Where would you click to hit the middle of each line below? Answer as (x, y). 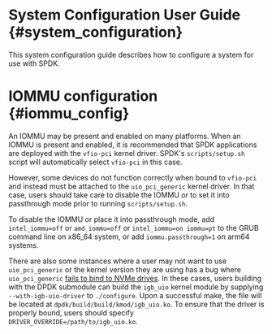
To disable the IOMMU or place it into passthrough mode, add (112, 219)
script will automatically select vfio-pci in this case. (95, 162)
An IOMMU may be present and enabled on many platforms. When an (125, 136)
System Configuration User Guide (125, 15)
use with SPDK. (34, 63)
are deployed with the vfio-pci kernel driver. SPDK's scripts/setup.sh (127, 153)
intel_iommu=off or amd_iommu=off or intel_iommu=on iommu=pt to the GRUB (134, 228)
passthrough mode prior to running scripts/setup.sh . (98, 203)
